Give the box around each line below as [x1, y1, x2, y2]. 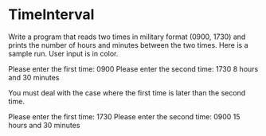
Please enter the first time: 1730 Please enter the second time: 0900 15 [8, 111, 241, 121]
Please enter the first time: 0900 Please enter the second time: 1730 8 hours [8, 64, 259, 73]
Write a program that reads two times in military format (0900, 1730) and [8, 32, 246, 41]
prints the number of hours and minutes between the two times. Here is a [8, 40, 248, 49]
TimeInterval [8, 6, 95, 24]
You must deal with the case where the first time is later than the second [8, 87, 246, 97]
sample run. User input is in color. [8, 49, 119, 58]
